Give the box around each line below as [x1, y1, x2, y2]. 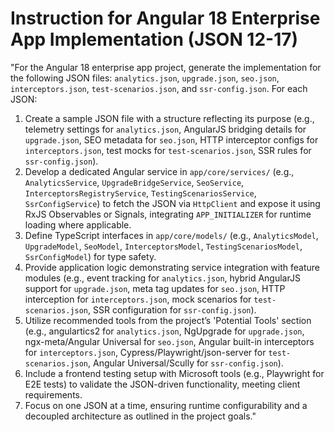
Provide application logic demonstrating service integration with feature [24, 261, 321, 273]
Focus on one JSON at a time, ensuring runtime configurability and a [24, 399, 308, 411]
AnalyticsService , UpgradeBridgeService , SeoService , [24, 176, 245, 188]
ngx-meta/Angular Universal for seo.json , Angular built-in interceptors [24, 335, 315, 347]
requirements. [24, 388, 83, 401]
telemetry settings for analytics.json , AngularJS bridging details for [24, 123, 307, 135]
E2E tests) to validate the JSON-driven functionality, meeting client [24, 378, 301, 390]
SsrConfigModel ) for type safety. [24, 250, 157, 262]
